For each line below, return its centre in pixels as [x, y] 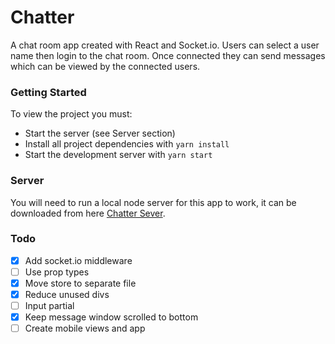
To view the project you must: [71, 114]
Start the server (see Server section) [100, 133]
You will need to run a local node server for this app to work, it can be [153, 202]
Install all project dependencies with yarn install [127, 144]
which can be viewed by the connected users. [105, 66]
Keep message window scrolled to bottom [111, 317]
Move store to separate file [80, 283]
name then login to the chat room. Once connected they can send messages [168, 55]
